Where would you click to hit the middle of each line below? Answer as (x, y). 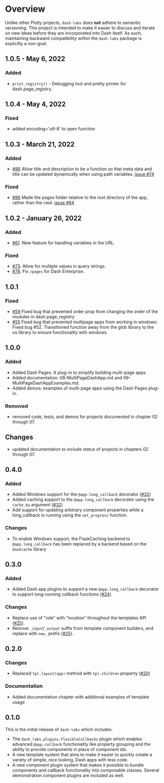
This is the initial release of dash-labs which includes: (59, 729)
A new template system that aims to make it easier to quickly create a (82, 755)
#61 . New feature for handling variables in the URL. (63, 243)
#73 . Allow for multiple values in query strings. (59, 266)
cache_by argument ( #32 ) (37, 505)
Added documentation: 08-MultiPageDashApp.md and (67, 378)
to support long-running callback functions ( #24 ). (62, 594)
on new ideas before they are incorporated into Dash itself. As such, (74, 33)
